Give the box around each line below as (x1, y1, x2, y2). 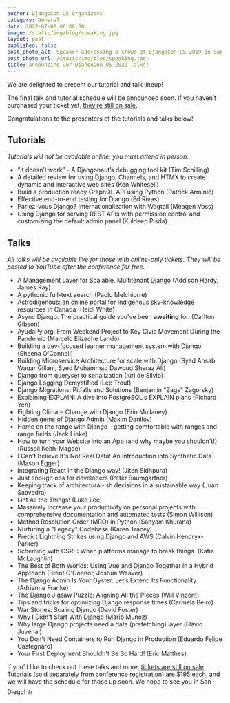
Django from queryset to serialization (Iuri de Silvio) (17, 371, 164, 380)
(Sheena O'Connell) (17, 349, 74, 358)
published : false (7, 42, 57, 49)
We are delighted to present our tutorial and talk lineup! (7, 80, 164, 88)
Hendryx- (176, 532, 205, 541)
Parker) (17, 540, 39, 548)
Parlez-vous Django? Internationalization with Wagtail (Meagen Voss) (17, 203, 214, 211)
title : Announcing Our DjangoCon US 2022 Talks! (7, 61, 149, 68)
